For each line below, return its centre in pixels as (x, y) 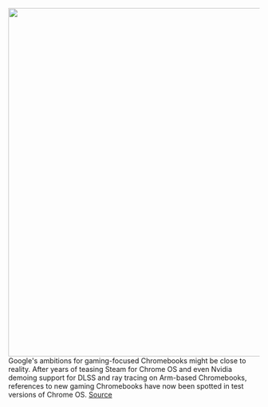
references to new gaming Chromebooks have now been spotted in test (126, 386)
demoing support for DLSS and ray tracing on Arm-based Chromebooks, (128, 378)
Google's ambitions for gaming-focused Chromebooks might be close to (127, 361)
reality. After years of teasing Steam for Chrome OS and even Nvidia (120, 369)
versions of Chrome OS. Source (61, 395)
